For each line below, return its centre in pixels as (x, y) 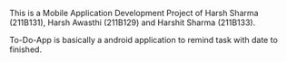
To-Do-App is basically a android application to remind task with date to (144, 40)
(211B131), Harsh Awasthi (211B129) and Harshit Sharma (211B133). (133, 22)
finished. (26, 49)
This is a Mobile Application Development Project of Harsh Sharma (134, 13)
